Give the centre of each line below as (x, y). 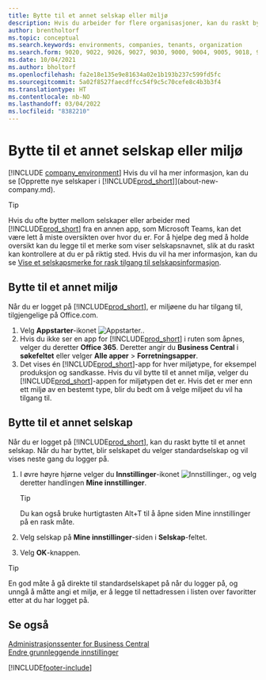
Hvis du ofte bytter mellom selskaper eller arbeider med (99, 220)
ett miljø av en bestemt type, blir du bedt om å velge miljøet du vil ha (131, 389)
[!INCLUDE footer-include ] (50, 668)
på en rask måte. (47, 521)
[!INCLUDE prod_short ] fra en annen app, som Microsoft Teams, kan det (125, 229)
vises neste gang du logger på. (59, 459)
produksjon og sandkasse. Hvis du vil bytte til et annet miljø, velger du (134, 372)
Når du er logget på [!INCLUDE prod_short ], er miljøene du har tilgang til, (125, 306)
